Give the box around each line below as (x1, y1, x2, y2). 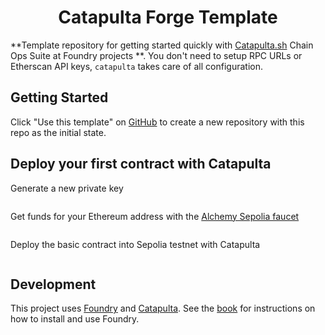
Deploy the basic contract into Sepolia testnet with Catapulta (10, 238, 261, 250)
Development (10, 276, 97, 293)
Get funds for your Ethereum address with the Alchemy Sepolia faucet (10, 210, 300, 222)
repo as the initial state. (10, 126, 107, 138)
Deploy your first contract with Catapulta (10, 156, 272, 173)
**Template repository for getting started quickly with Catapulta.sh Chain (10, 39, 314, 51)
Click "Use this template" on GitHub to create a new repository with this (10, 116, 305, 128)
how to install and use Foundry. (10, 313, 140, 325)
